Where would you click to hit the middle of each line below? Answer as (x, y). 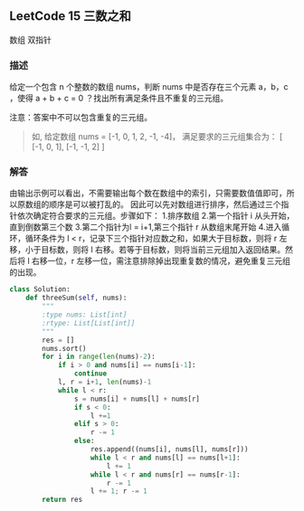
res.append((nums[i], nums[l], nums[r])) (169, 449)
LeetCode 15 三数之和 (70, 16)
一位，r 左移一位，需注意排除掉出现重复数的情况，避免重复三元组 (169, 261)
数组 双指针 (30, 40)
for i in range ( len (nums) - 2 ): (99, 357)
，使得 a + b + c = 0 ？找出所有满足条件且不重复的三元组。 (119, 99)
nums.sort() (65, 348)
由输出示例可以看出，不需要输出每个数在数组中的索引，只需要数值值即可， (148, 194)
